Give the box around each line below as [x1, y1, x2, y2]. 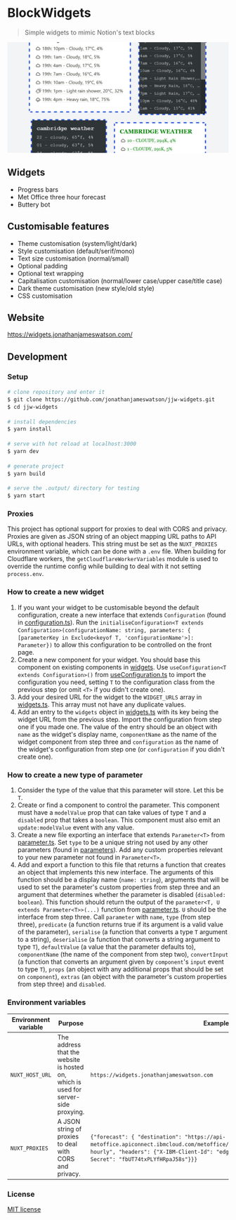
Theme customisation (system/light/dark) [17, 239, 138, 247]
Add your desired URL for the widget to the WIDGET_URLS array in [17, 693, 202, 701]
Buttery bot [17, 200, 51, 209]
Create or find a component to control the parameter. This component [17, 801, 220, 809]
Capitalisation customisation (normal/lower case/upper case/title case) [17, 276, 223, 285]
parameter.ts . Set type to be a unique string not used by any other [17, 838, 209, 847]
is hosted [57, 1063, 84, 1072]
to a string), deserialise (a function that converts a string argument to [17, 936, 221, 944]
